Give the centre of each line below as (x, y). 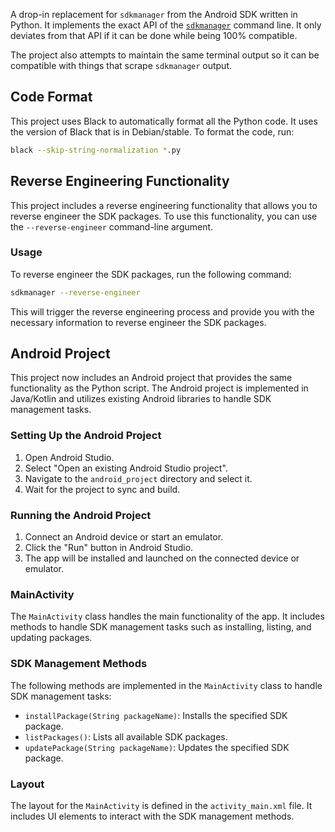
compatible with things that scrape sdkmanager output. (121, 65)
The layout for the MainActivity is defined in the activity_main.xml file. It (161, 805)
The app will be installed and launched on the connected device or (162, 558)
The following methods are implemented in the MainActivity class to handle (166, 685)
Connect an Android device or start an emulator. (124, 537)
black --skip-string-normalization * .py (96, 150)
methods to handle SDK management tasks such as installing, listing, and (161, 627)
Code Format (51, 97)
